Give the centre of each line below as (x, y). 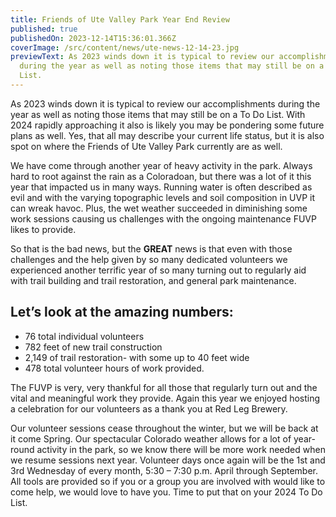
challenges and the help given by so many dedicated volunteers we (149, 259)
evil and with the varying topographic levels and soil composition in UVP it (163, 197)
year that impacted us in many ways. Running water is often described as (161, 187)
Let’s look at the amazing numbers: (122, 312)
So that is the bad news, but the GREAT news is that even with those (151, 248)
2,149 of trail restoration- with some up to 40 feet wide (137, 357)
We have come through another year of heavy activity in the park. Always (161, 165)
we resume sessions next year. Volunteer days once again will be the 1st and (168, 460)
